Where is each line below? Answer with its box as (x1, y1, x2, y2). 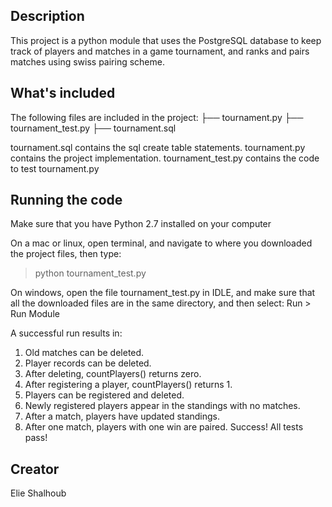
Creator (10, 460, 60, 478)
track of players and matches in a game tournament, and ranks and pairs (10, 45, 310, 57)
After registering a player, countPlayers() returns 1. (24, 379, 233, 391)
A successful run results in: (10, 327, 123, 339)
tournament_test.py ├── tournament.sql (10, 122, 177, 134)
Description (10, 8, 85, 25)
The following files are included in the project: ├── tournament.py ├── (10, 111, 304, 123)
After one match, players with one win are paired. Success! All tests (24, 421, 304, 433)
